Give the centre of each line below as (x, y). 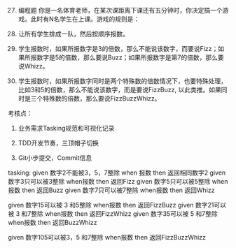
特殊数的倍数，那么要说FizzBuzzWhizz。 (102, 99)
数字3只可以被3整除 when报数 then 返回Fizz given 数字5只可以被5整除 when (118, 181)
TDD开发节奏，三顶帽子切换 (58, 143)
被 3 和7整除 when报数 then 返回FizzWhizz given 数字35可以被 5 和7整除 (113, 214)
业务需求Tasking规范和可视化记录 (66, 128)
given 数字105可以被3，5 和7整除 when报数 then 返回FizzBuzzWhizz (107, 237)
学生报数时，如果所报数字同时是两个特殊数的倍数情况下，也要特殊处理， (122, 81)
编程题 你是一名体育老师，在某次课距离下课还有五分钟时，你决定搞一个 (120, 10)
